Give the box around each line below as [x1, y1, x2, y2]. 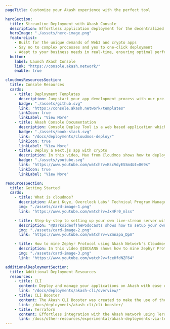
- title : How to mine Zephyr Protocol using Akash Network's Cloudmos [14, 241, 166, 246]
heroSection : [5, 16, 33, 22]
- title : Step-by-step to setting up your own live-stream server [14, 218, 157, 223]
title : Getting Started [10, 185, 60, 190]
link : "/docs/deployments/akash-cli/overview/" [18, 288, 121, 294]
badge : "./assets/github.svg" [18, 101, 82, 106]
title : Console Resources [10, 82, 65, 88]
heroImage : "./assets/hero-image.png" [10, 31, 92, 36]
